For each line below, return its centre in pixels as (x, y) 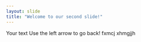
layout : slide (23, 11)
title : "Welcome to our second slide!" (54, 17)
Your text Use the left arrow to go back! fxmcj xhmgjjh (71, 33)
